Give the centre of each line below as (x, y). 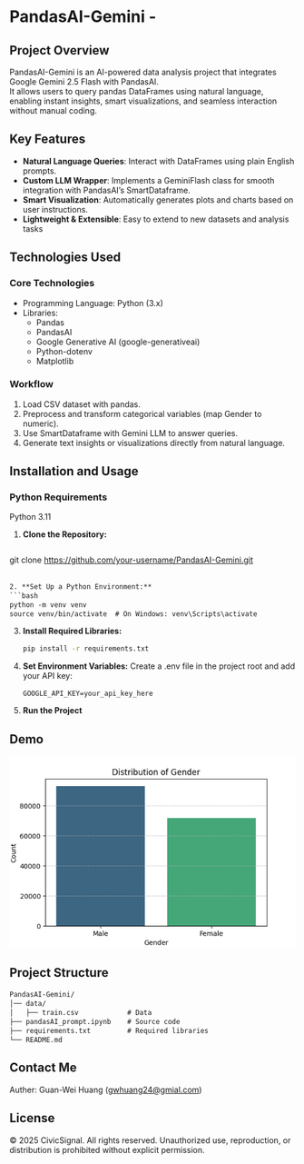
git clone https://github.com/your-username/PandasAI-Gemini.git (132, 560)
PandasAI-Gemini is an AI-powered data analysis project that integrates (143, 72)
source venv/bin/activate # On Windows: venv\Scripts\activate (133, 614)
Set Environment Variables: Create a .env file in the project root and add (159, 666)
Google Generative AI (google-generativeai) (118, 342)
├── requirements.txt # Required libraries (109, 1030)
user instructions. (55, 209)
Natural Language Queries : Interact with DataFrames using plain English (158, 161)
